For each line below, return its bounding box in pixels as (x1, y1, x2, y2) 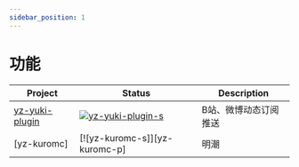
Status (121, 86, 151, 99)
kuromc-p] (79, 143, 126, 155)
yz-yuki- (13, 104, 53, 116)
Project (26, 86, 58, 99)
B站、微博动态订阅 (201, 103, 279, 115)
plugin (13, 115, 40, 127)
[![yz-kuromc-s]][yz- (79, 131, 174, 144)
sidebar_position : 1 (9, 12, 86, 22)
